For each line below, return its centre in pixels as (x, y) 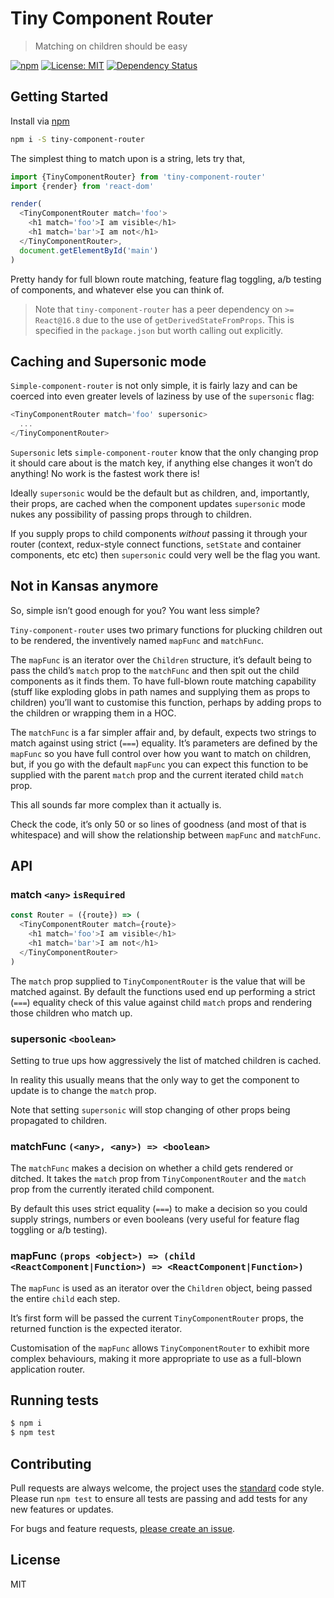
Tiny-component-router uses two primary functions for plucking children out (166, 629)
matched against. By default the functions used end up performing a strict (163, 991)
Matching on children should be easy (111, 46)
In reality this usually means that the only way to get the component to (155, 1079)
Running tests (55, 1400)
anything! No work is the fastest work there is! (105, 473)
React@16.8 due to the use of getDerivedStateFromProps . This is (164, 319)
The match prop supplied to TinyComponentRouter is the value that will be (158, 981)
